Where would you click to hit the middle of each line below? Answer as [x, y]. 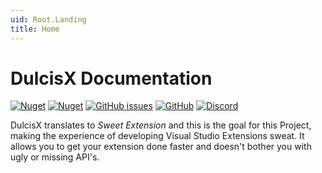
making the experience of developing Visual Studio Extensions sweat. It [157, 136]
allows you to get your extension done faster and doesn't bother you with [161, 147]
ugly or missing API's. [55, 157]
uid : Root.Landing [48, 19]
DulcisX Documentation [111, 78]
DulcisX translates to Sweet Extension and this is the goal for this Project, [161, 125]
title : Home [35, 29]
